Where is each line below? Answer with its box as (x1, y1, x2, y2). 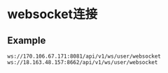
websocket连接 (7, 6, 98, 22)
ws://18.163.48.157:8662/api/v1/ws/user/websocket (7, 59, 158, 66)
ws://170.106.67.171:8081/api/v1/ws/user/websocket (7, 53, 161, 60)
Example (7, 34, 46, 46)
